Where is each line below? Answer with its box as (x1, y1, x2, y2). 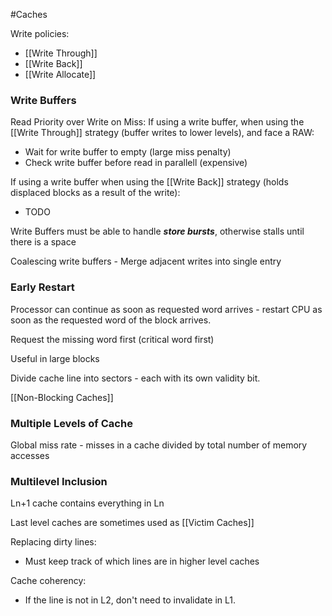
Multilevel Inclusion (10, 474, 108, 488)
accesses (10, 449, 50, 461)
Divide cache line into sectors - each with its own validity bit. (10, 372, 261, 384)
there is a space (10, 236, 77, 248)
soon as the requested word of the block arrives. (10, 314, 212, 326)
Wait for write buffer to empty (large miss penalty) (24, 146, 232, 158)
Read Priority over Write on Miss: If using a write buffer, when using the (10, 116, 305, 128)
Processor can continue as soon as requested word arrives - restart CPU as (10, 303, 323, 315)
